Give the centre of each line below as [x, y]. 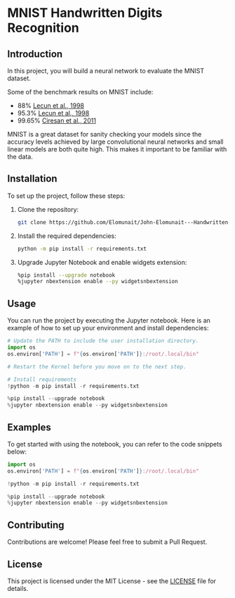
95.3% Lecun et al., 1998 [53, 113]
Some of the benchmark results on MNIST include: [80, 92]
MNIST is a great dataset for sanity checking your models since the [105, 134]
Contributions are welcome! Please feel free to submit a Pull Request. [107, 542]
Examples [29, 427]
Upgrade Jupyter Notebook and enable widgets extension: [102, 262]
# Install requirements [42, 379]
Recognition [43, 28]
